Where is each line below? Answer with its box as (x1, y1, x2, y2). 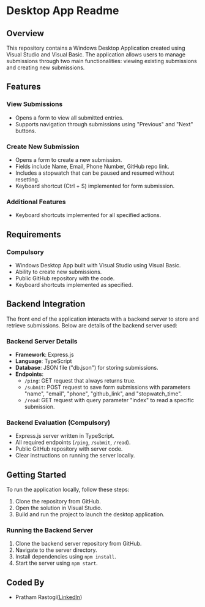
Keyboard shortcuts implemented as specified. (15, 281, 133, 288)
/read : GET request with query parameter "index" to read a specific (24, 397, 195, 404)
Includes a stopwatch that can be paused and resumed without (15, 169, 174, 177)
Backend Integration (6, 299, 86, 310)
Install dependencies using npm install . (15, 553, 116, 560)
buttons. (15, 127, 37, 134)
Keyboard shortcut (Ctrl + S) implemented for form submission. (15, 182, 175, 189)
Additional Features (6, 197, 66, 206)
